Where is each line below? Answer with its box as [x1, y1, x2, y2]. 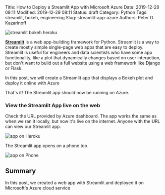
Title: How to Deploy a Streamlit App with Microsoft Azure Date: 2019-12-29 [5, 4, 160, 10]
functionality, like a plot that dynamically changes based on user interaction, [5, 55, 161, 61]
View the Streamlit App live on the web [5, 102, 101, 109]
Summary [5, 166, 36, 175]
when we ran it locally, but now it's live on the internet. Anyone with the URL [5, 118, 160, 124]
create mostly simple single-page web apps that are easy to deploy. [5, 44, 144, 50]
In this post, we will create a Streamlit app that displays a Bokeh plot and [5, 75, 153, 80]
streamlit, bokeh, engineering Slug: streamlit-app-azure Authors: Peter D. [5, 15, 155, 20]
